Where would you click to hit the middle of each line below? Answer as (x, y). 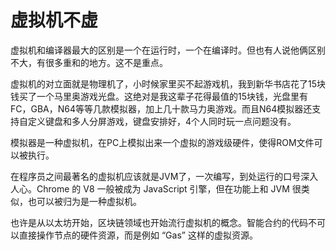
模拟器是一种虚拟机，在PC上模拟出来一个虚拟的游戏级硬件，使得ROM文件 (162, 142)
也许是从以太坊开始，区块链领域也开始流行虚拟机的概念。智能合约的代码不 (163, 222)
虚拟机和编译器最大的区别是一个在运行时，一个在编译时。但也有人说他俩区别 (168, 50)
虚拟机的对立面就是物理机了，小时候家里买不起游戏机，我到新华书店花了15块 (168, 83)
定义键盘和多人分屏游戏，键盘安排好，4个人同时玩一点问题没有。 (162, 121)
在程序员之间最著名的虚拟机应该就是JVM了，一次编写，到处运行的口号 (156, 176)
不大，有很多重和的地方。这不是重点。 (89, 62)
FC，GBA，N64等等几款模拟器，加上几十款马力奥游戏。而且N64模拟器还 (161, 108)
